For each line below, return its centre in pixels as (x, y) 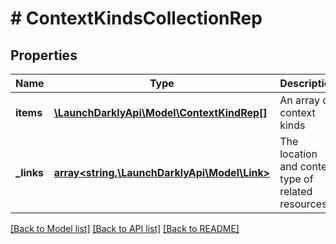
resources (303, 204)
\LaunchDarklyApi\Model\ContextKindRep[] (160, 112)
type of (296, 179)
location (298, 154)
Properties (44, 55)
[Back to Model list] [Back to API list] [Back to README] (125, 228)
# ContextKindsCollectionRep (136, 18)
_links (30, 172)
